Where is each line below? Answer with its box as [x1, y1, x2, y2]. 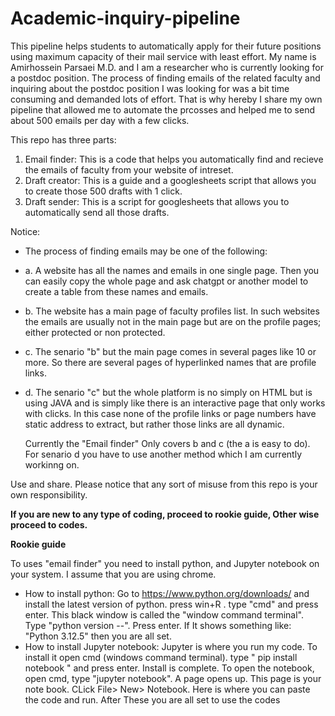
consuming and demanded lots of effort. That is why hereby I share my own [10, 93, 323, 105]
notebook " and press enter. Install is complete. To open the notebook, [24, 662, 315, 674]
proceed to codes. [10, 518, 88, 531]
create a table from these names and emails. [24, 285, 209, 297]
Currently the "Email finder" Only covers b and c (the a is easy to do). [24, 437, 311, 449]
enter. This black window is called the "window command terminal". [24, 608, 305, 621]
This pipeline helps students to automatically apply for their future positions [10, 40, 322, 52]
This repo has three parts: [10, 133, 117, 146]
